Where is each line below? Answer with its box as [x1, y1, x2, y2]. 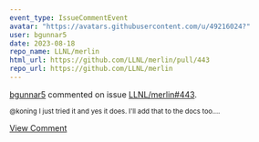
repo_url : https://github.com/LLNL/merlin [9, 65, 173, 74]
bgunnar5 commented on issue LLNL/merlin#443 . [9, 88, 198, 100]
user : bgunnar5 [9, 30, 67, 39]
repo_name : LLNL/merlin [9, 47, 100, 56]
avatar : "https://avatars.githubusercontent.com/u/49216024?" [9, 22, 251, 31]
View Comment [9, 122, 67, 133]
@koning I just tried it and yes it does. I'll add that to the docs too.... [9, 106, 221, 116]
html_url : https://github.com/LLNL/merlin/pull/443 [9, 56, 210, 65]
